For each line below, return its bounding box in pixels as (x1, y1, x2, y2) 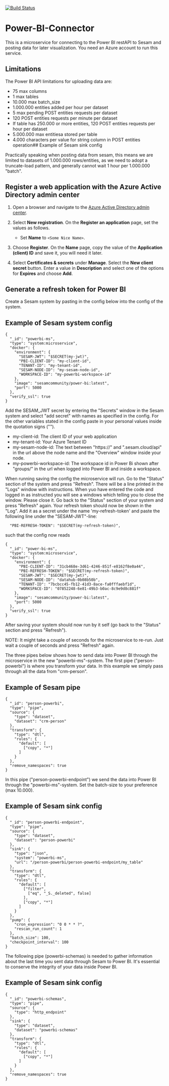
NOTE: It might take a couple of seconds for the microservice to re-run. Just (5, 637, 164, 643)
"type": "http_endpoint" (14, 1009, 67, 1014)
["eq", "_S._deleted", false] (27, 891, 92, 896)
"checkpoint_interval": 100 (10, 939, 69, 944)
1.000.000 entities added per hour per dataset (12, 104, 108, 110)
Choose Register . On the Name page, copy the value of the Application (12, 244, 163, 251)
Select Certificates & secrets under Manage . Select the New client (12, 259, 153, 266)
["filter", (23, 886, 46, 891)
